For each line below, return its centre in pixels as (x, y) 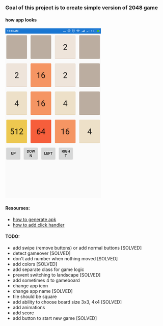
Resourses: (18, 208)
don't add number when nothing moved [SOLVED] (65, 258)
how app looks (21, 20)
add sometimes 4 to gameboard (46, 280)
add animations (29, 307)
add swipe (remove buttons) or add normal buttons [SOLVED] (77, 248)
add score (23, 313)
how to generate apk (34, 219)
